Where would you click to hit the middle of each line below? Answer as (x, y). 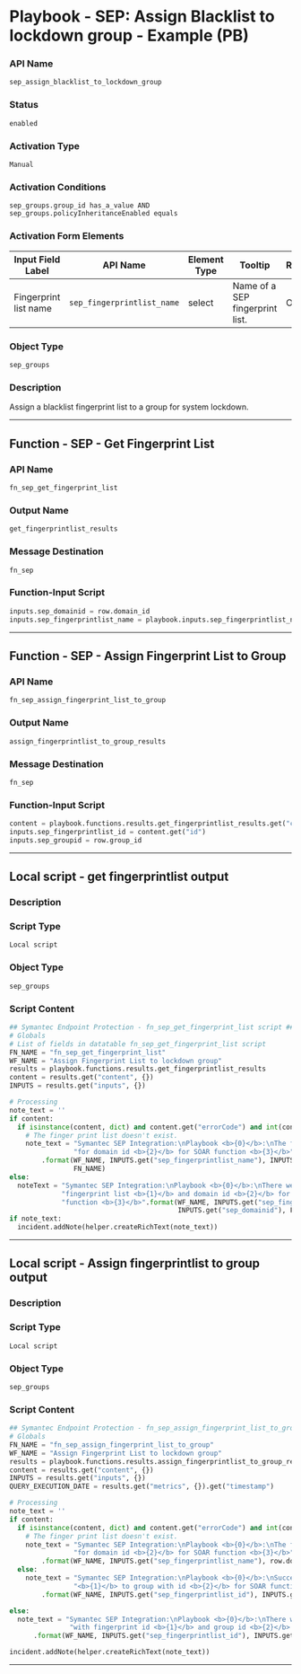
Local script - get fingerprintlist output (119, 877)
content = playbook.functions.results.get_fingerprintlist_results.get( (148, 824)
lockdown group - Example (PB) (129, 35)
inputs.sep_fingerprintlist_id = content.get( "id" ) (107, 833)
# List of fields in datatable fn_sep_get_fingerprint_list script (138, 1044)
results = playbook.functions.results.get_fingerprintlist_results (138, 1069)
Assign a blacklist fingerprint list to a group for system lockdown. (129, 407)
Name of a (254, 286)
